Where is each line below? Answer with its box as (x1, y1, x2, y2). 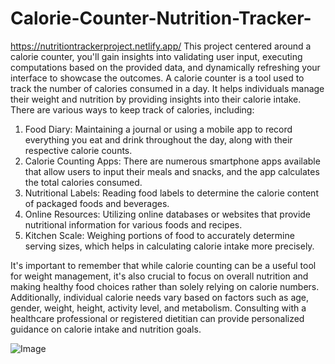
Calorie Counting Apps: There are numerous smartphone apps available (24, 155, 321, 167)
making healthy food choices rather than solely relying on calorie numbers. (10, 280, 320, 292)
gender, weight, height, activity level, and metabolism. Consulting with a (10, 302, 307, 314)
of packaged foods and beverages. (24, 197, 170, 209)
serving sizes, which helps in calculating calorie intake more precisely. (24, 240, 315, 252)
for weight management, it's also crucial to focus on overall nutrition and (10, 270, 309, 282)
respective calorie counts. (24, 144, 133, 156)
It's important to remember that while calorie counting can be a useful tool (10, 259, 317, 271)
